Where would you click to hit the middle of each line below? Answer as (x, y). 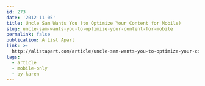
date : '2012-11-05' (31, 18)
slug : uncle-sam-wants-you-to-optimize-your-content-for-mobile (90, 29)
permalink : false (28, 35)
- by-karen (26, 74)
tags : (13, 57)
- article (24, 62)
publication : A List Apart (41, 40)
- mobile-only (30, 68)
